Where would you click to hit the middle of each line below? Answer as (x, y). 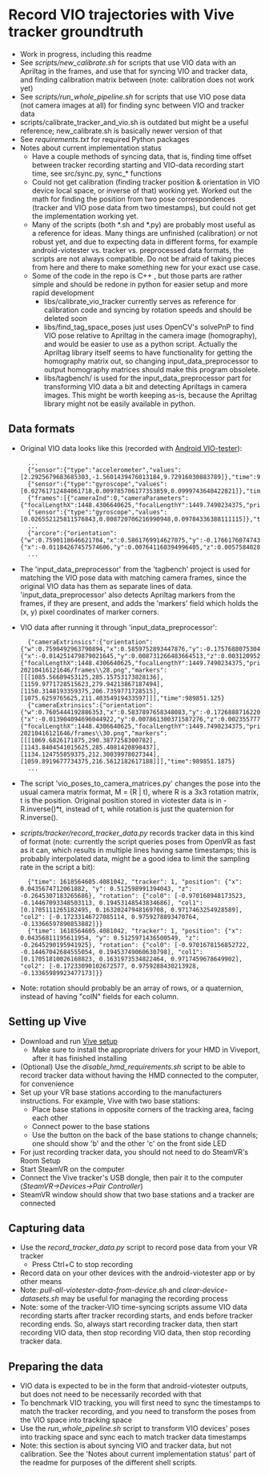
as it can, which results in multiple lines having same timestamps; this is (138, 850)
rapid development (63, 293)
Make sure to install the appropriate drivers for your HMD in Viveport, (146, 1050)
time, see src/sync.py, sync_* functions (96, 173)
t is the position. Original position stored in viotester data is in (120, 800)
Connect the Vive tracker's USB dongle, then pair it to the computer (131, 1177)
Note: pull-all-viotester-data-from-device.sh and (100, 1290)
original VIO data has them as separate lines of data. (106, 586)
